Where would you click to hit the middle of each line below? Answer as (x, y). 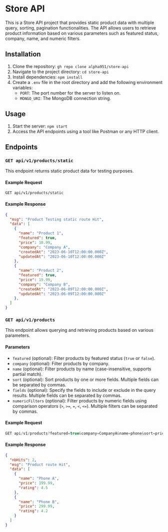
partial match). (27, 374)
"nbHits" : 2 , (23, 460)
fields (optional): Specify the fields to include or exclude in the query (84, 390)
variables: (22, 88)
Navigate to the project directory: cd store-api (60, 72)
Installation (23, 54)
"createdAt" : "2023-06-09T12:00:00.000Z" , (63, 289)
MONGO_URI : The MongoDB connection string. (65, 98)
